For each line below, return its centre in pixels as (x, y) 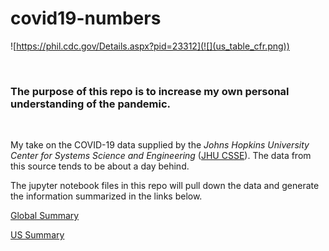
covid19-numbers (86, 18)
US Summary (37, 235)
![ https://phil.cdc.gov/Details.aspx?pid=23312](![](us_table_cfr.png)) (150, 46)
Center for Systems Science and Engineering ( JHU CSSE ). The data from (161, 156)
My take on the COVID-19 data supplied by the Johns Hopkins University (160, 145)
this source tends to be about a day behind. (100, 166)
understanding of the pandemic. (91, 104)
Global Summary (45, 216)
